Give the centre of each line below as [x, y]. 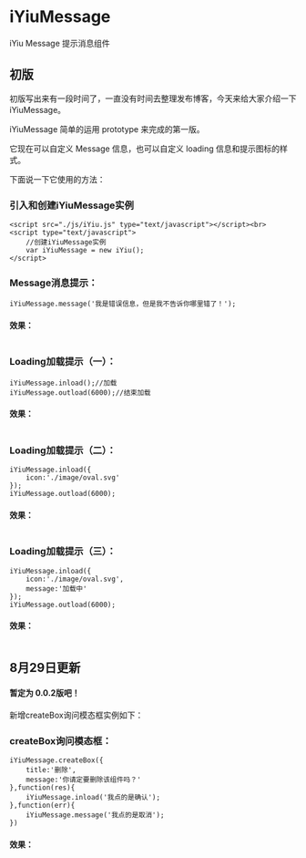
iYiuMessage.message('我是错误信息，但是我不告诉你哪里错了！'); [123, 304]
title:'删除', [51, 770]
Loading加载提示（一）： [63, 362]
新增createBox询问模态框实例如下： [76, 715]
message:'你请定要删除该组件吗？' [84, 780]
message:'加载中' [56, 589]
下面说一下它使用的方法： [57, 179]
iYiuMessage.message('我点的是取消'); [95, 815]
